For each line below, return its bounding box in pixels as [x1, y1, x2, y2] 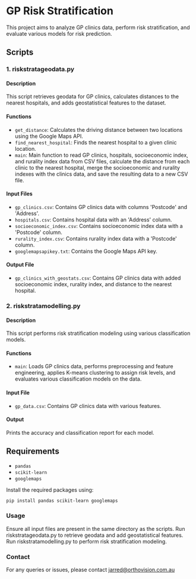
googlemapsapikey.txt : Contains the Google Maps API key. [14, 248, 157, 255]
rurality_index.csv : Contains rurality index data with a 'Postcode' [14, 235, 177, 242]
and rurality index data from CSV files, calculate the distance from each [14, 157, 190, 164]
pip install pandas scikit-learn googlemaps [6, 498, 118, 504]
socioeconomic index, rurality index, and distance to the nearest [14, 281, 172, 288]
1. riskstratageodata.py [6, 65, 75, 74]
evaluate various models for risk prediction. [6, 30, 112, 37]
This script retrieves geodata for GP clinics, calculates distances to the [6, 93, 179, 100]
